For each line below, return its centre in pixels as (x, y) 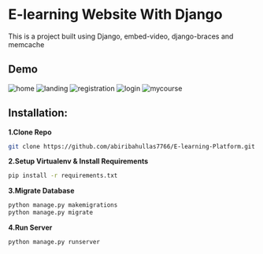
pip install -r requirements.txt (63, 176)
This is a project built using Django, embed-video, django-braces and (121, 36)
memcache (26, 44)
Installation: (38, 113)
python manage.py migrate (50, 213)
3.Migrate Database (41, 191)
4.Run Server (30, 228)
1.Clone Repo (30, 132)
